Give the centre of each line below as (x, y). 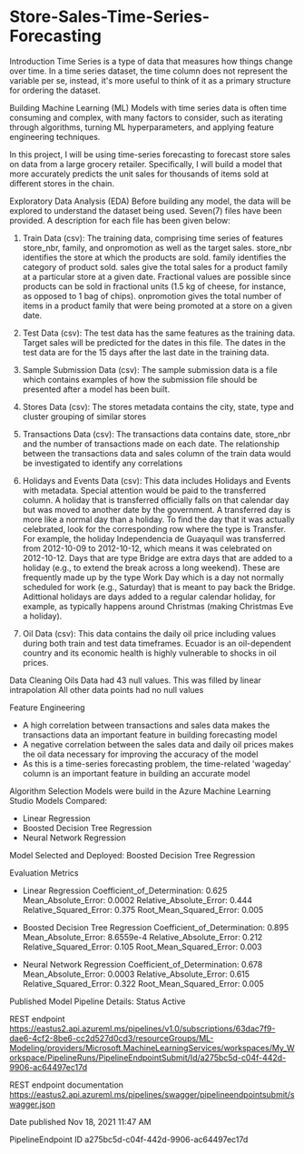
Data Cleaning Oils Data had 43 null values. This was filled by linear (135, 680)
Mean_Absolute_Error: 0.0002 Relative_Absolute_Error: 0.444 (137, 900)
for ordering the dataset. (55, 90)
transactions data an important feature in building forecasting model (150, 735)
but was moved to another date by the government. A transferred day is (157, 509)
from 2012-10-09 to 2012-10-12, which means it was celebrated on (147, 548)
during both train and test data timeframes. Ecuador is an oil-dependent (157, 643)
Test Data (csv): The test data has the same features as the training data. (159, 333)
